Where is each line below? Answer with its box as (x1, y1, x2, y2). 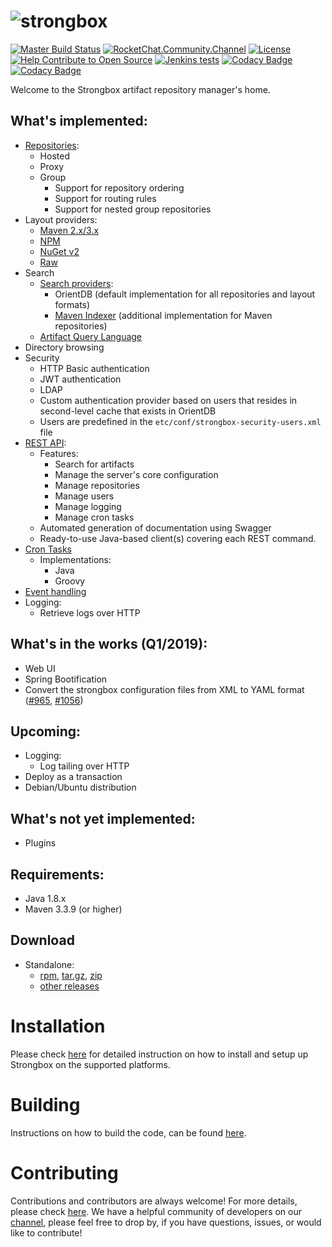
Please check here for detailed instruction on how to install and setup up (10, 1048, 309, 1060)
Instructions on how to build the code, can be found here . (10, 1126, 247, 1139)
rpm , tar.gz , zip (39, 969, 103, 981)
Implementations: (39, 553, 112, 565)
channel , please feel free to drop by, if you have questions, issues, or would (10, 1216, 322, 1228)
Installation (10, 1015, 106, 1037)
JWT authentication (39, 373, 122, 385)
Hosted (39, 150, 70, 162)
